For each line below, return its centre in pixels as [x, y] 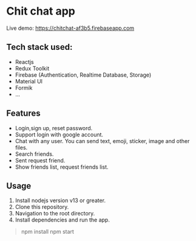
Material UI [29, 81]
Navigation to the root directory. [55, 214]
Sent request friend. [40, 160]
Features [23, 114]
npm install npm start [48, 232]
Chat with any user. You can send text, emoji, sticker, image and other [102, 141]
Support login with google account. [59, 134]
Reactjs [25, 61]
